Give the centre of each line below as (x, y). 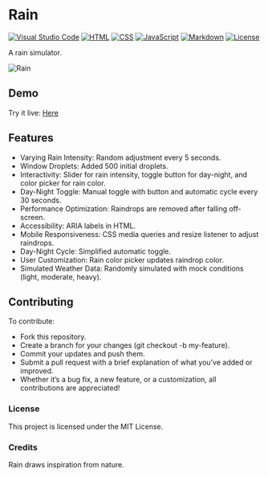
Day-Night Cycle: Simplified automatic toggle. (95, 251)
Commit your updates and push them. (82, 354)
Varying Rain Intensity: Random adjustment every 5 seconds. (120, 157)
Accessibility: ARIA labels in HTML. (78, 226)
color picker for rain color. (63, 183)
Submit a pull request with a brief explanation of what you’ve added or (136, 362)
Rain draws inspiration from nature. (66, 464)
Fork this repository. (53, 337)
